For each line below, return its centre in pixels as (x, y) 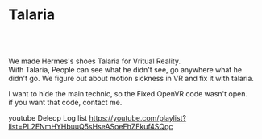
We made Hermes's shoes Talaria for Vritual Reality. (95, 61)
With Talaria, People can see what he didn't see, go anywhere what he (125, 69)
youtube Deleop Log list (48, 117)
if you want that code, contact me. (65, 102)
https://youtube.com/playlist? (138, 117)
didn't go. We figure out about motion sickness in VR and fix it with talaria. (131, 78)
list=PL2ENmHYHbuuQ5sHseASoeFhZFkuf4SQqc (91, 126)
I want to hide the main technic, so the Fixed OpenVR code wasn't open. (128, 93)
